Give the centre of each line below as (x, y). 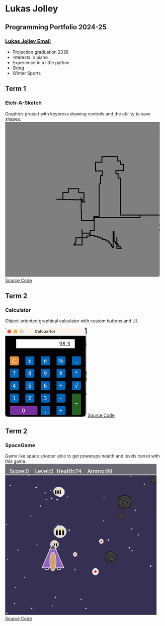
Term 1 (16, 89)
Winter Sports (27, 73)
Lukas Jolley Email (28, 41)
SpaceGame (20, 445)
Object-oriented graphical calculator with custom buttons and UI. (72, 321)
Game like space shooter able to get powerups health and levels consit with (82, 456)
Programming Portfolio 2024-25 (56, 27)
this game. (16, 461)
